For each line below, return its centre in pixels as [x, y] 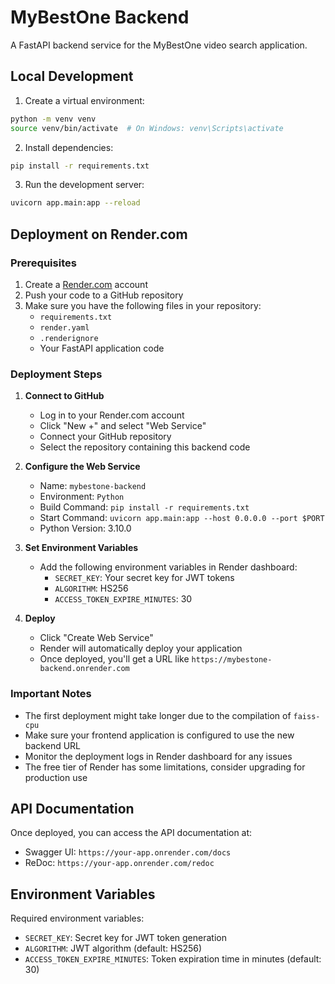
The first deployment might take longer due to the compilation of [158, 715]
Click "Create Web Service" [96, 638]
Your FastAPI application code [102, 348]
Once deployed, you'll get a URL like [114, 659]
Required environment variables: [77, 918]
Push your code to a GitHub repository [104, 295]
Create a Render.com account [86, 284]
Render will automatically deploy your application [141, 648]
